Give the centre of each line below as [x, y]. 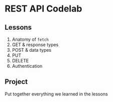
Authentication [27, 66]
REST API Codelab [43, 9]
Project [16, 82]
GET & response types [35, 45]
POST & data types [32, 50]
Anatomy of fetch [30, 39]
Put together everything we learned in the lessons [56, 94]
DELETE [20, 61]
